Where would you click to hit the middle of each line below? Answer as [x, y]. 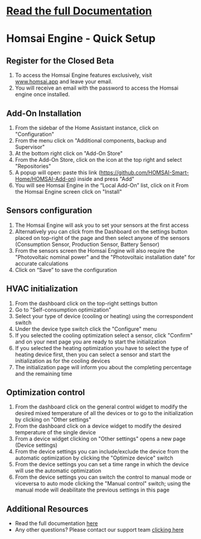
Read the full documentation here [56, 523]
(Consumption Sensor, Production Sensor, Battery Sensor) [87, 244]
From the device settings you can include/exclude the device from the [101, 452]
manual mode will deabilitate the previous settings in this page [92, 490]
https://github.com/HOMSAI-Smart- [145, 172]
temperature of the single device [55, 433]
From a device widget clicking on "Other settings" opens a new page [100, 439]
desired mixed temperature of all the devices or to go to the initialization [104, 413]
